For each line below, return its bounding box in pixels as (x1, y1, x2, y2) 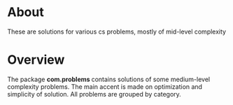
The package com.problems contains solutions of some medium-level (7, 75, 211, 83)
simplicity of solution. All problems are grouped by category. (7, 90, 182, 98)
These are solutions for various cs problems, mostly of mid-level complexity (7, 27, 226, 36)
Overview (7, 52, 65, 68)
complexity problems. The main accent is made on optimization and (7, 82, 203, 91)
